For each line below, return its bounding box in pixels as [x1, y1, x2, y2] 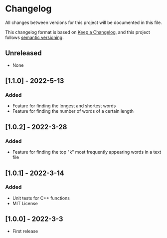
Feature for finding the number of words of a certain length [12, 108, 134, 114]
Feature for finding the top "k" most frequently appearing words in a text [12, 149, 162, 155]
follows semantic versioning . [5, 34, 64, 40]
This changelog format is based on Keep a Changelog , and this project [5, 29, 151, 35]
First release [12, 228, 38, 234]
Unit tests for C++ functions [12, 195, 70, 201]
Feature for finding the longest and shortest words [12, 103, 116, 109]
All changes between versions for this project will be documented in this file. [5, 19, 162, 25]
